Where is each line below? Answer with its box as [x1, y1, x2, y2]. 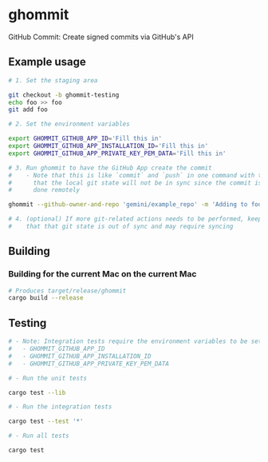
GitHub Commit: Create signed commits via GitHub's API [8, 32, 194, 42]
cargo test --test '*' [8, 417, 84, 425]
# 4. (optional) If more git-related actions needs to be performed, [8, 215, 245, 223]
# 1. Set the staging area [8, 76, 98, 85]
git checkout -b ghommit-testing [8, 90, 120, 99]
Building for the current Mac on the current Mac [8, 269, 197, 280]
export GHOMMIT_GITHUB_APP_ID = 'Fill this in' [8, 134, 162, 143]
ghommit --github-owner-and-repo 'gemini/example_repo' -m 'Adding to [8, 201, 248, 209]
